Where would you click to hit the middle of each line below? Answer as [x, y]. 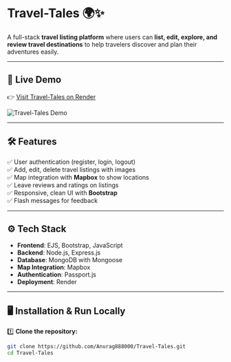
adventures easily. [33, 52]
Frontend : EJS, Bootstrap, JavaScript [70, 246]
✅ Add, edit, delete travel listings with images [71, 169]
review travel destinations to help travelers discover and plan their [102, 44]
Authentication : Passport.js [56, 275]
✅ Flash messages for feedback [53, 200]
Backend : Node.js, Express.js [59, 253]
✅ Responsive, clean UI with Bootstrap [63, 193]
